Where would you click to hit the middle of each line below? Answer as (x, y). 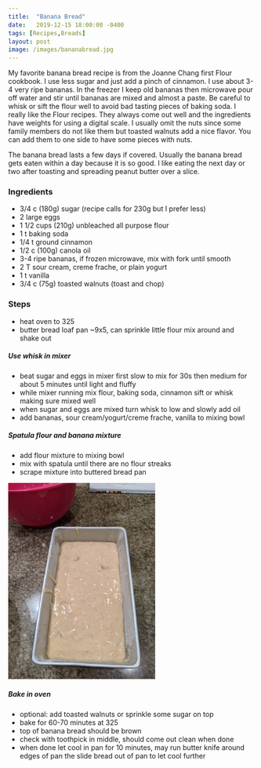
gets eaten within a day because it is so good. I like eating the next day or (127, 163)
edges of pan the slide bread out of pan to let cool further (112, 755)
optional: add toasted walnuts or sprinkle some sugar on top (116, 714)
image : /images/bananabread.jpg (61, 50)
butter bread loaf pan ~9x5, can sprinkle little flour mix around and (127, 329)
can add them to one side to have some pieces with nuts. (100, 140)
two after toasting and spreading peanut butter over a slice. (104, 172)
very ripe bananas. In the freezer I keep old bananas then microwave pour (134, 89)
